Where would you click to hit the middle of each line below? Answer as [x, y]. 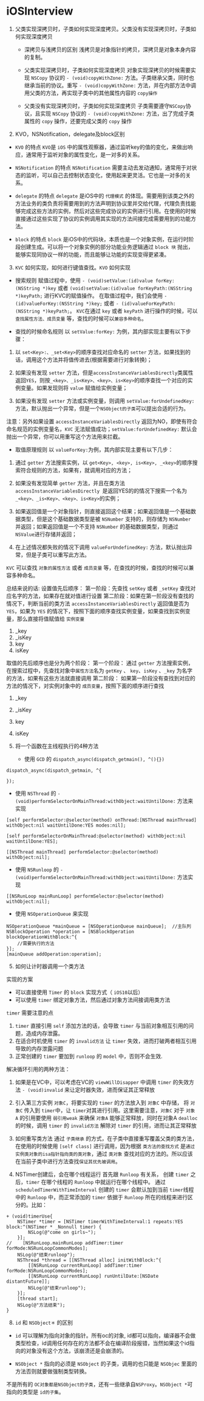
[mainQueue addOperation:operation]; [54, 954]
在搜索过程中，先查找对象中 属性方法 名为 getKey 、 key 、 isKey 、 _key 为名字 [100, 670]
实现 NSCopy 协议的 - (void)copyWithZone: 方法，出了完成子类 [117, 113]
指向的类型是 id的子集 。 [35, 1392]
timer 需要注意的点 [30, 1013]
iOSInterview [40, 11]
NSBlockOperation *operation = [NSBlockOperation [70, 932]
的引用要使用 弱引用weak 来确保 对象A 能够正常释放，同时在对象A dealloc [108, 1118]
